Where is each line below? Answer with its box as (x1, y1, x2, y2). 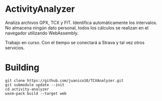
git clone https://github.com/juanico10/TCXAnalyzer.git (5, 78, 124, 83)
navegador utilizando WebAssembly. (5, 30, 79, 36)
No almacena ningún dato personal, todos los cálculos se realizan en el (5, 25, 149, 30)
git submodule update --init (5, 82, 65, 87)
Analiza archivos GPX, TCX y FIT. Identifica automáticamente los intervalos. (5, 20, 158, 25)
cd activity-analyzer (5, 87, 49, 92)
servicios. (5, 45, 25, 50)
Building (5, 62, 40, 73)
